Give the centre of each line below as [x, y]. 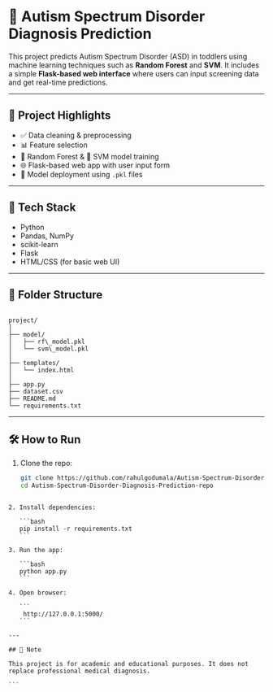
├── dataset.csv [36, 392]
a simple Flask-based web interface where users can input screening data [134, 73]
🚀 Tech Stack [42, 208]
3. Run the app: [36, 550]
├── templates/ [34, 363]
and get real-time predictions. [58, 82]
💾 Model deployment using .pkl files [81, 174]
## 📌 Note [25, 650]
